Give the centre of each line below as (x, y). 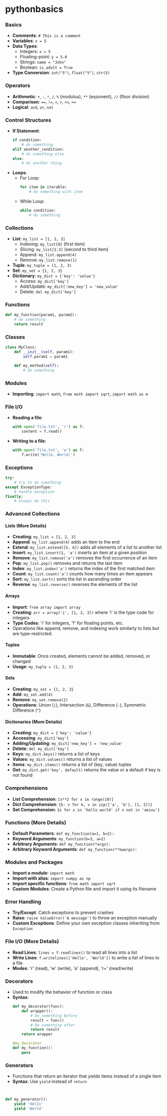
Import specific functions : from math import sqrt (64, 884)
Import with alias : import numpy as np (51, 878)
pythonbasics (34, 9)
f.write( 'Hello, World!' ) (49, 455)
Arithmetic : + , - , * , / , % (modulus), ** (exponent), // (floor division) (81, 96)
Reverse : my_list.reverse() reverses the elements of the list (75, 584)
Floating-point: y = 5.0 (43, 57)
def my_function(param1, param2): (41, 315)
